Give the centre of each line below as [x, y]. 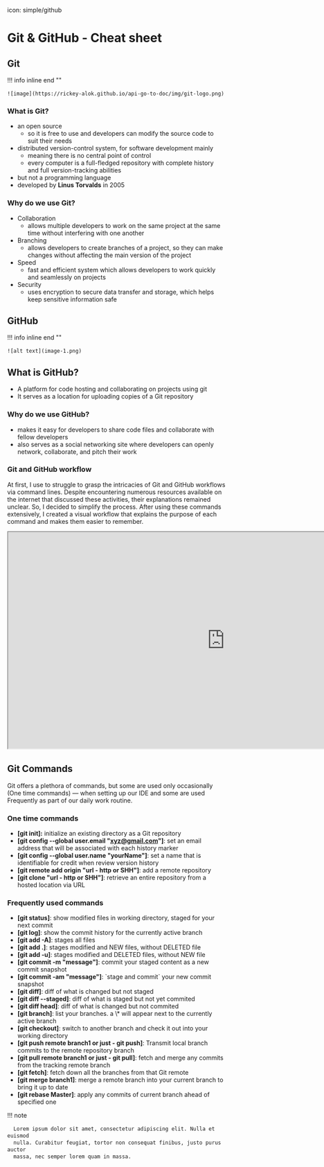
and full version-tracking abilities [74, 170]
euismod [18, 1136]
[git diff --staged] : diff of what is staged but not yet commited [106, 999]
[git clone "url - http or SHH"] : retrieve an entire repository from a [111, 877]
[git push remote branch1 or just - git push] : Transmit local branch [112, 1043]
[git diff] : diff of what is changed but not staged [85, 992]
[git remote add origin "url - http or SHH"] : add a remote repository [114, 870]
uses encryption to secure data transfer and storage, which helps [121, 292]
